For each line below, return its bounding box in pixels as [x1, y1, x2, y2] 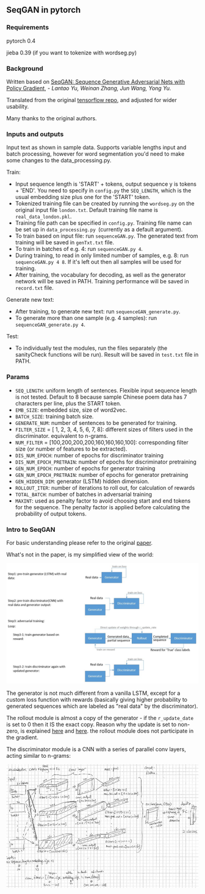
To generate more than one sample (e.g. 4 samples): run [15, 314, 157, 322]
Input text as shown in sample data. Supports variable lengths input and [6, 144, 187, 151]
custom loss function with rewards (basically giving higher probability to [6, 696, 188, 703]
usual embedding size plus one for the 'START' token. [15, 194, 151, 201]
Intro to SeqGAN [6, 525, 56, 534]
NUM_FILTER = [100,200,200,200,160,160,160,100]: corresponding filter [15, 438, 189, 446]
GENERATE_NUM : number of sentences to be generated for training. [15, 419, 178, 426]
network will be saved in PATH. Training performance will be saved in [15, 278, 189, 285]
